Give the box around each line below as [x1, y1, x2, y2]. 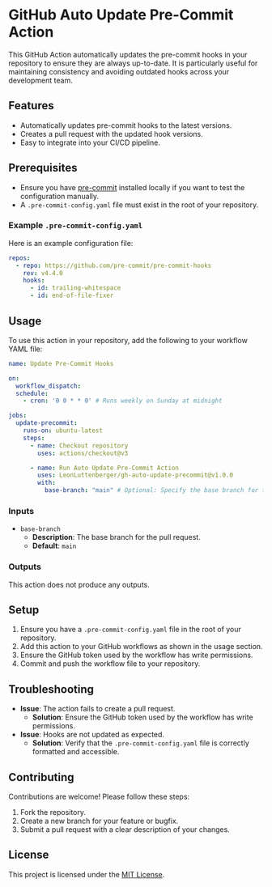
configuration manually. [19, 191, 100, 201]
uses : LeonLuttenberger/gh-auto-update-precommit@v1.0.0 [37, 471, 233, 479]
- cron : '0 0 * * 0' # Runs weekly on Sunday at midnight [23, 397, 223, 405]
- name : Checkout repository [29, 441, 129, 450]
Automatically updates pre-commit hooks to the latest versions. [19, 120, 232, 130]
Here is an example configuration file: [8, 238, 134, 248]
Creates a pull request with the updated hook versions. [19, 129, 204, 138]
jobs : [8, 411, 27, 420]
